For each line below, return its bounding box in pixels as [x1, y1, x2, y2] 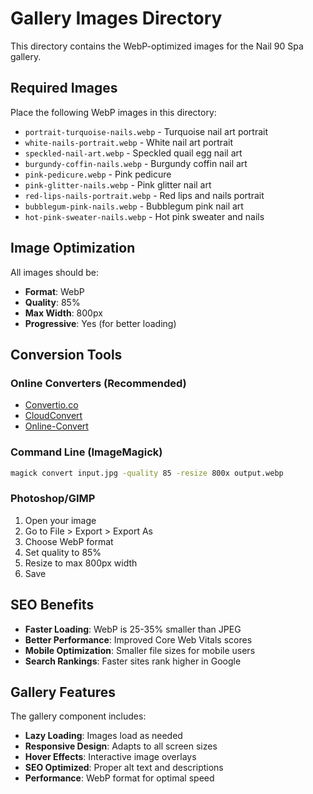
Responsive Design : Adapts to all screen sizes [24, 740, 218, 752]
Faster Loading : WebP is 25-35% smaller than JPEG [24, 623, 242, 635]
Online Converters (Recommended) [10, 376, 187, 390]
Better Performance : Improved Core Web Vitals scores [24, 633, 253, 646]
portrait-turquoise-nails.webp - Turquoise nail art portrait [24, 125, 269, 137]
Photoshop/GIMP [10, 492, 96, 506]
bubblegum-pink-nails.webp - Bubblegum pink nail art [24, 200, 244, 212]
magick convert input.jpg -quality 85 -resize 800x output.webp [10, 468, 284, 478]
